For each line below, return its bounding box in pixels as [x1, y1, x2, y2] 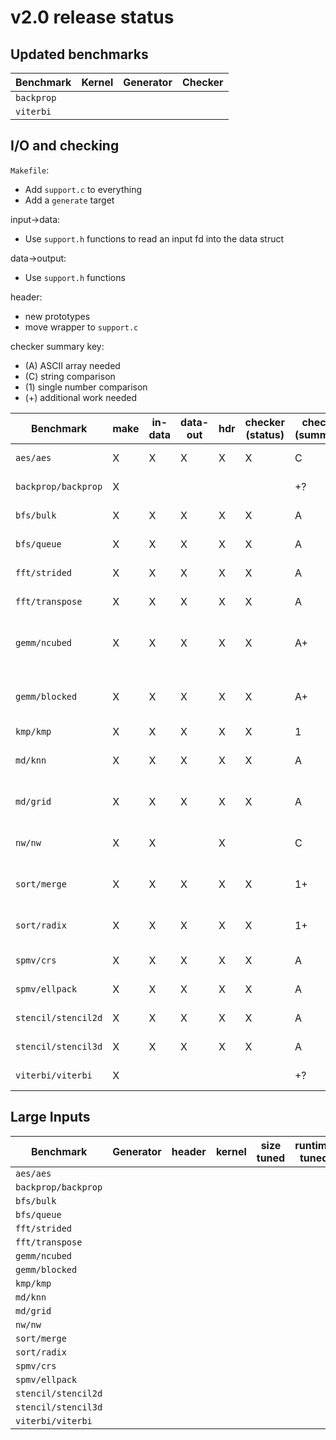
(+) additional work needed [24, 391, 138, 403]
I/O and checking [10, 137, 120, 155]
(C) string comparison [24, 370, 116, 382]
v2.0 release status [10, 6, 175, 29]
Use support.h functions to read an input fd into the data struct [24, 232, 285, 245]
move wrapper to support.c [24, 321, 139, 333]
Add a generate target [24, 194, 115, 206]
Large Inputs [10, 1109, 91, 1126]
